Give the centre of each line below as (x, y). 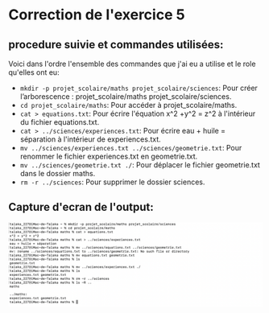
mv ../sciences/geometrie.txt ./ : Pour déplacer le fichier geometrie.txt (140, 165)
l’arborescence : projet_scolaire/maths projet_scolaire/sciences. (126, 97)
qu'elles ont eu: (34, 72)
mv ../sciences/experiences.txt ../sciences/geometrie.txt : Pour (131, 148)
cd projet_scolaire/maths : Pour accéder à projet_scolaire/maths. (128, 105)
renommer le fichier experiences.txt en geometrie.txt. (109, 156)
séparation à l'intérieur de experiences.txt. (90, 139)
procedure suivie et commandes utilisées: (116, 45)
